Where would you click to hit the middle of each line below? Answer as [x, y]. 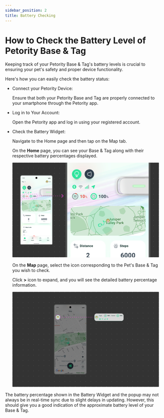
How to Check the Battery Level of [76, 40]
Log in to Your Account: [36, 113]
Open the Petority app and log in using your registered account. [76, 122]
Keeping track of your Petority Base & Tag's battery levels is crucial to [75, 64]
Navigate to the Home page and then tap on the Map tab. [69, 141]
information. [24, 285]
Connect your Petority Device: [42, 89]
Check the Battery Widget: [39, 132]
